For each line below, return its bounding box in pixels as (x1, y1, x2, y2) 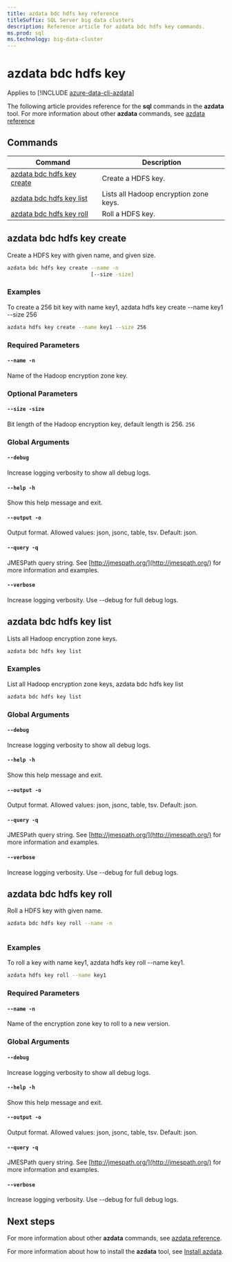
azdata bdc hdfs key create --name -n (7, 264, 119, 271)
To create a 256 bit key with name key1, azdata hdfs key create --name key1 (7, 303, 224, 311)
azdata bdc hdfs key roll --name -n (7, 920, 113, 927)
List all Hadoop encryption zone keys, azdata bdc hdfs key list (7, 680, 184, 688)
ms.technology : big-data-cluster (7, 36, 104, 43)
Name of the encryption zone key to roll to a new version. (7, 1019, 171, 1028)
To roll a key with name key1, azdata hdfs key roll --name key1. (7, 958, 185, 967)
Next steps (7, 1216, 55, 1227)
